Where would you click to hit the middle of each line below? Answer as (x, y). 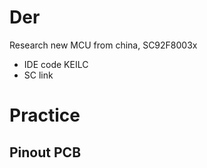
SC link (38, 75)
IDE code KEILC (56, 64)
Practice (45, 115)
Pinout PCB (45, 152)
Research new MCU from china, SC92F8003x (103, 45)
